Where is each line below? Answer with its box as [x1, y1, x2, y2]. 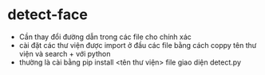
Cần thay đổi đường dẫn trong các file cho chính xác [18, 32, 192, 41]
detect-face [7, 6, 89, 24]
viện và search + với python [18, 49, 111, 58]
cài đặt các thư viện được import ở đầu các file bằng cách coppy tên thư [18, 40, 257, 49]
